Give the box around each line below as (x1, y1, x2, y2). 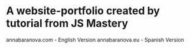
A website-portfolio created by (6, 4, 160, 18)
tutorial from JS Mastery (6, 17, 129, 30)
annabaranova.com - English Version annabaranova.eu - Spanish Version (6, 36, 184, 43)
